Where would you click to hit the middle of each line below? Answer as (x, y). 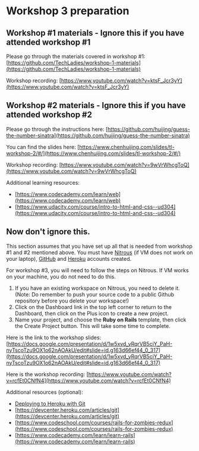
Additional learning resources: (43, 182)
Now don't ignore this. (48, 232)
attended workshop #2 (49, 115)
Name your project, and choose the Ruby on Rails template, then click (100, 320)
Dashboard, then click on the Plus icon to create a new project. (92, 313)
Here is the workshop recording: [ (48, 374)
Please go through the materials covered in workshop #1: (76, 56)
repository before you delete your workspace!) (72, 301)
